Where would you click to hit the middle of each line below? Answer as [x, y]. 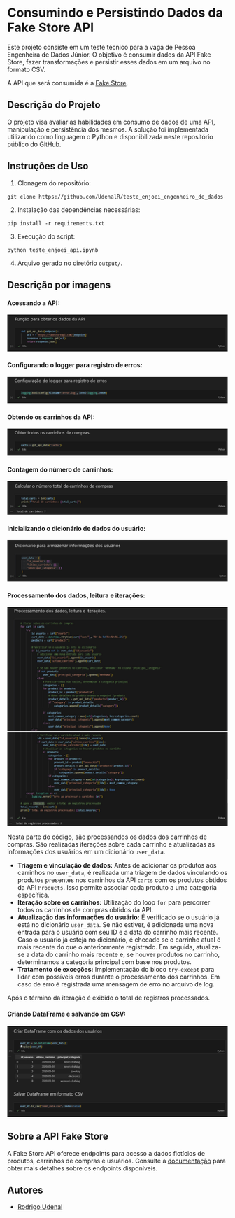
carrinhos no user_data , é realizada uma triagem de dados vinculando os [122, 873]
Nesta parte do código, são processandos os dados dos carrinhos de [107, 837]
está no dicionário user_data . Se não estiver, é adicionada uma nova [115, 925]
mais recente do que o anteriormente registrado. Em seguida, [106, 947]
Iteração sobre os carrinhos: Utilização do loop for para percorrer [114, 902]
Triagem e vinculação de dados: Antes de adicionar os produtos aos [117, 865]
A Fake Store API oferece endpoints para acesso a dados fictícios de [106, 1153]
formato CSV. [27, 69]
